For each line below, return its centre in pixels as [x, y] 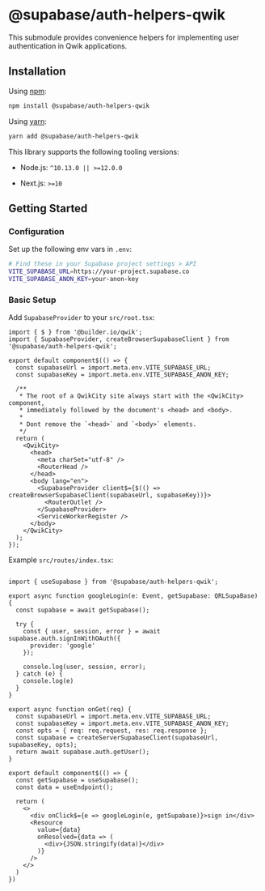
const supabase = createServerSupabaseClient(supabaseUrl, [117, 738]
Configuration [36, 231]
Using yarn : [27, 121]
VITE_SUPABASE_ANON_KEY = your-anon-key [74, 279]
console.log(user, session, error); [85, 667]
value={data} [59, 830]
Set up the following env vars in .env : [70, 249]
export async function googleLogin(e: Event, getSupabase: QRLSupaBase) [133, 596]
